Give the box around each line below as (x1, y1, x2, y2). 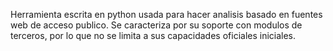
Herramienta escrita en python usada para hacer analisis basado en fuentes (10, 9, 323, 20)
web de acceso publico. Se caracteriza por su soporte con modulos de (10, 19, 303, 31)
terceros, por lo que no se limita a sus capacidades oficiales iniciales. (10, 30, 297, 41)
